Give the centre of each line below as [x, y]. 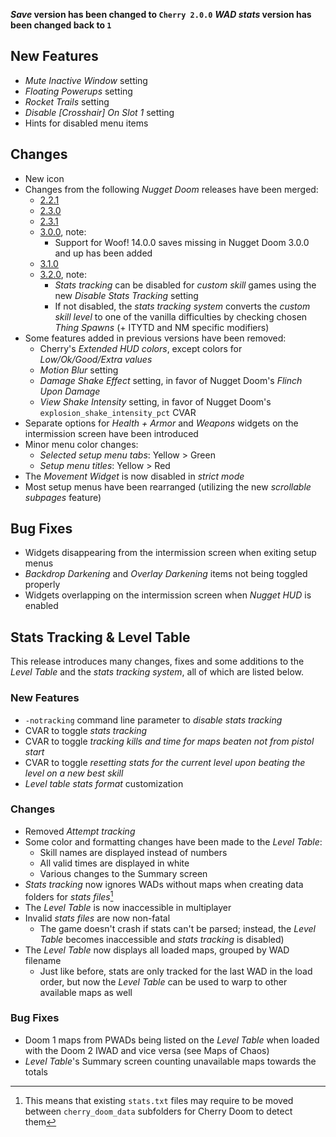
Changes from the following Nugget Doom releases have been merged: [171, 189]
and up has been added [103, 253]
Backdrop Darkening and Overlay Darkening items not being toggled [166, 574]
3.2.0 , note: [63, 274]
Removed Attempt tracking [80, 831]
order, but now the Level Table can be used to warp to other [163, 981]
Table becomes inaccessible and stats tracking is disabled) [162, 939]
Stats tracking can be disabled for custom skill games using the [185, 285]
